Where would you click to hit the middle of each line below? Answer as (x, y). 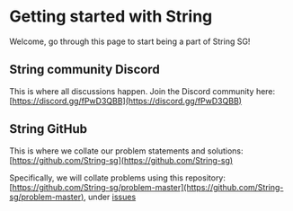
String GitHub (49, 129)
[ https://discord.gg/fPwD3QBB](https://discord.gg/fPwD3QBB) (126, 101)
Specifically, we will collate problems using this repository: (118, 178)
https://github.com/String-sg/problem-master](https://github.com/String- (148, 187)
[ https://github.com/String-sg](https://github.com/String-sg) (121, 160)
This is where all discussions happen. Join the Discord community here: (142, 91)
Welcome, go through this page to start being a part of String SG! (130, 41)
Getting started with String (111, 17)
